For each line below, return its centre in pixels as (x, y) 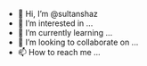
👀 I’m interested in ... (55, 23)
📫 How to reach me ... (59, 52)
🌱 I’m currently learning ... (65, 33)
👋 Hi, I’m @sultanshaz (57, 14)
